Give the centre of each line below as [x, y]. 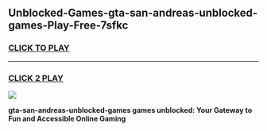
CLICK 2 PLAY [36, 78]
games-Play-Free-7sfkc [68, 26]
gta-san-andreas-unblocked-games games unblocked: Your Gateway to [130, 110]
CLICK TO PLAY [39, 48]
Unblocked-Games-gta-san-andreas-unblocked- [133, 13]
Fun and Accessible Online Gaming [67, 118]
